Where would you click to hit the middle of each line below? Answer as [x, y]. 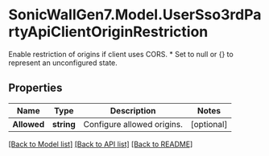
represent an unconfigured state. [63, 63]
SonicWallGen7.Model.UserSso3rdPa [135, 15]
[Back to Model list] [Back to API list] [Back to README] [101, 144]
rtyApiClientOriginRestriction [108, 32]
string [64, 124]
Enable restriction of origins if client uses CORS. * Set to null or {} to [121, 54]
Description [133, 110]
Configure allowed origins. [133, 124]
